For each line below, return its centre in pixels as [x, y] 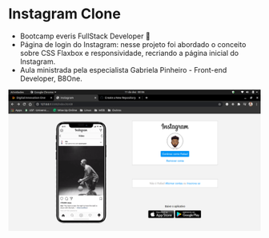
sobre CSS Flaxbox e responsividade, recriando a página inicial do [129, 53]
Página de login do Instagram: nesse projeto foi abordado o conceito [133, 44]
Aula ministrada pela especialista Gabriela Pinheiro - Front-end [123, 69]
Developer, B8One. [51, 78]
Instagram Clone [65, 14]
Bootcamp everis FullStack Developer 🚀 [85, 36]
